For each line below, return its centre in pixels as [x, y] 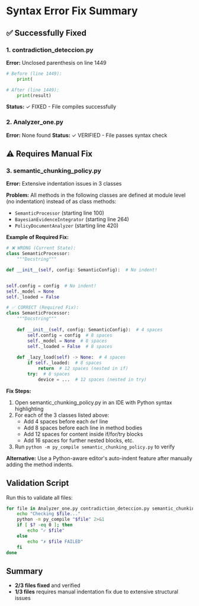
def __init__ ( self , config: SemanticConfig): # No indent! [82, 270]
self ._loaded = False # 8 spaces [70, 346]
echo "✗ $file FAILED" [55, 541]
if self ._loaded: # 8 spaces [65, 363]
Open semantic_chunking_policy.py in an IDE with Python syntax [93, 402]
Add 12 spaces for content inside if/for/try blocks [83, 434]
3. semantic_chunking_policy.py [54, 171]
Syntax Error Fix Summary [72, 11]
